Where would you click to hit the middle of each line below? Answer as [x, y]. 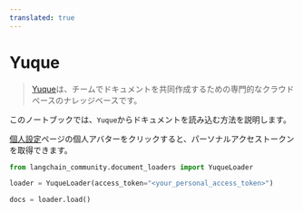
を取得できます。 [41, 149]
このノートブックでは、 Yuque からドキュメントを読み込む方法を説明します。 [151, 120]
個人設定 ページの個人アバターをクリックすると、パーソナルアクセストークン [152, 139]
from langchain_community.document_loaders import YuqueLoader [132, 167]
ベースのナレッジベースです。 [87, 100]
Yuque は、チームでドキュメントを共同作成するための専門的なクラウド [163, 89]
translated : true [42, 18]
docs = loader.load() [50, 200]
